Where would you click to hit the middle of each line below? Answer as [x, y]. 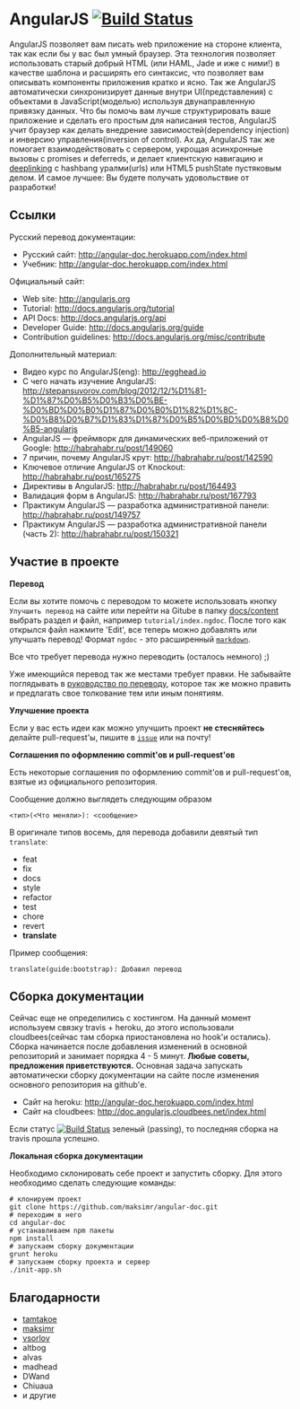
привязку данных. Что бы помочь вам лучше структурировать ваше [140, 110]
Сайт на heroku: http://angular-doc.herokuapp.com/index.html [137, 1102]
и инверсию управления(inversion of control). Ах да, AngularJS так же [142, 139]
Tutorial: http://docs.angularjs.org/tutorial [98, 308]
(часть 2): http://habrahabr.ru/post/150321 [100, 533]
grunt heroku [34, 1255]
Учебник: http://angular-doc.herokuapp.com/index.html [125, 264]
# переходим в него [46, 1215]
